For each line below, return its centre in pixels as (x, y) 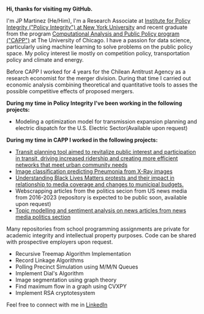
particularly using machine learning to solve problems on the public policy (100, 47)
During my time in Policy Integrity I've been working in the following (94, 103)
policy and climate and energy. (45, 60)
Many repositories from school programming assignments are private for (98, 229)
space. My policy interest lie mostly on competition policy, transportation (98, 53)
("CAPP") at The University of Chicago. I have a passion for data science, (99, 40)
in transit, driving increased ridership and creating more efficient (96, 158)
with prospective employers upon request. (60, 242)
